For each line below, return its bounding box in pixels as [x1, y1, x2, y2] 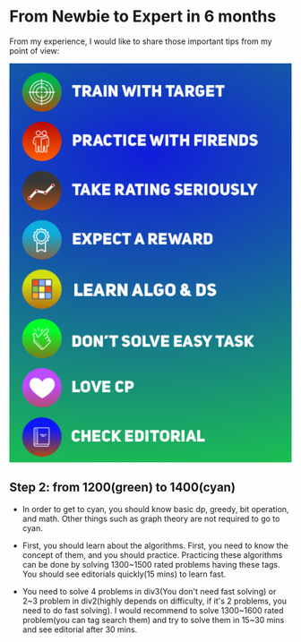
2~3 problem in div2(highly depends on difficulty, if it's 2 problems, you [21, 595, 288, 606]
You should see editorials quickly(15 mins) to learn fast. [21, 569, 227, 579]
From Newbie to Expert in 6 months [9, 6, 277, 27]
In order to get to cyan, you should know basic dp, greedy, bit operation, [21, 503, 289, 514]
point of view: [9, 45, 60, 56]
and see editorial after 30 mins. [21, 624, 138, 635]
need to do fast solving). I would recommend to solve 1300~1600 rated [21, 604, 284, 615]
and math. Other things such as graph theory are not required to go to [21, 513, 280, 524]
